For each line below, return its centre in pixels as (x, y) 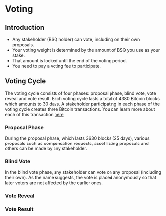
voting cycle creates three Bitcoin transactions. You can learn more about (80, 109)
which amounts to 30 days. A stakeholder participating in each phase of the (83, 104)
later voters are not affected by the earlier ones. (54, 183)
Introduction (25, 28)
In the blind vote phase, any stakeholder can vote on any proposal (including (83, 172)
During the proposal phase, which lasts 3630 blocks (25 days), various (77, 138)
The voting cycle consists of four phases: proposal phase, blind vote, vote (81, 93)
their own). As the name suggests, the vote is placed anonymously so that (81, 178)
